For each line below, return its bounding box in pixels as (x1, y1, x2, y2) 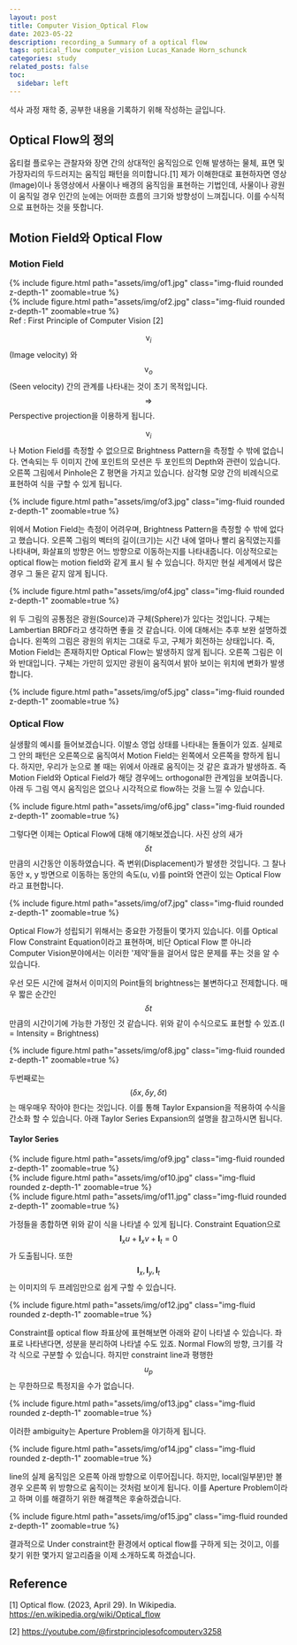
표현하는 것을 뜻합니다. (25, 202, 104, 212)
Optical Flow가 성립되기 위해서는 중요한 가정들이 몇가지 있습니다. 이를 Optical (9, 925, 278, 936)
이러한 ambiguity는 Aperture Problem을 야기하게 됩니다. (9, 1426, 207, 1437)
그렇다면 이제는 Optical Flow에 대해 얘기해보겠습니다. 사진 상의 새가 (9, 829, 243, 839)
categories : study (9, 54, 77, 63)
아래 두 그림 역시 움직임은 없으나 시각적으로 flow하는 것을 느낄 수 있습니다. (9, 783, 265, 793)
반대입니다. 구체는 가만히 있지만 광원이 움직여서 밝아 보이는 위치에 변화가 (18, 657, 269, 668)
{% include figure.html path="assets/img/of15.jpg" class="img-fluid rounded (9, 1511, 288, 1522)
